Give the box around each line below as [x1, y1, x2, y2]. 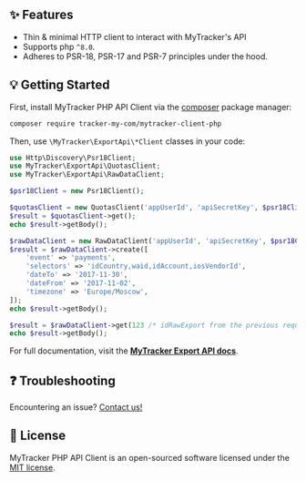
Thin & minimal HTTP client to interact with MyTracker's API [22, 31, 248, 42]
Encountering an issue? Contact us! [9, 402, 143, 413]
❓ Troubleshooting [9, 373, 116, 388]
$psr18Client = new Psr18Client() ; [9, 187, 145, 196]
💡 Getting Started [9, 77, 111, 93]
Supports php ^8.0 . [22, 41, 96, 52]
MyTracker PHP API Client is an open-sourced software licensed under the [9, 452, 290, 463]
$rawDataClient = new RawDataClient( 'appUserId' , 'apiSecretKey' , [9, 236, 267, 245]
